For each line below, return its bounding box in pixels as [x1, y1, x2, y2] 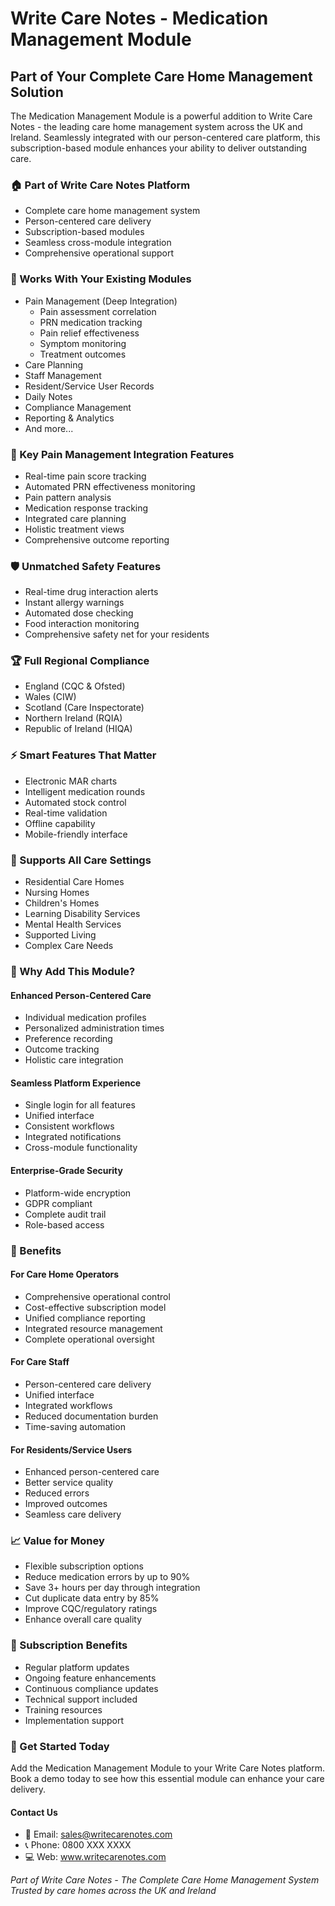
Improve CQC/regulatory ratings [24, 1603, 158, 1615]
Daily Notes [24, 390, 73, 402]
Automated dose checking [24, 607, 134, 619]
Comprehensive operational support [24, 247, 175, 259]
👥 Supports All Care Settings [10, 853, 152, 867]
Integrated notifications [24, 1131, 122, 1143]
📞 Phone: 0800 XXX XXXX [24, 1839, 132, 1851]
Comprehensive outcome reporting [24, 533, 170, 546]
